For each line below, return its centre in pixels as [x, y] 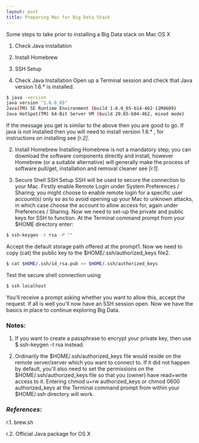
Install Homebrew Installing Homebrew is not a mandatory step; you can [103, 150]
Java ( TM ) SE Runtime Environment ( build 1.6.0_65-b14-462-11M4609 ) [91, 109]
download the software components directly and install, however [94, 156]
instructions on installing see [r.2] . [48, 138]
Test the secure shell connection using [53, 275]
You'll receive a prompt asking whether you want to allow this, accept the [96, 297]
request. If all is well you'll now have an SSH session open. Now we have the [100, 303]
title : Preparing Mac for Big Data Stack [58, 17]
